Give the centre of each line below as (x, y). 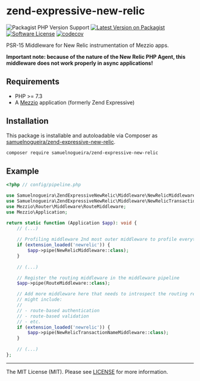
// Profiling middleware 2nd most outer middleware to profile (97, 240)
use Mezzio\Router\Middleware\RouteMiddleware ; (66, 206)
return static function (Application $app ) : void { (71, 223)
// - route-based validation (53, 316)
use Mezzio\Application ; (37, 212)
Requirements (33, 82)
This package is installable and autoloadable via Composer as (82, 136)
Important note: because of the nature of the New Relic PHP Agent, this (96, 56)
